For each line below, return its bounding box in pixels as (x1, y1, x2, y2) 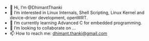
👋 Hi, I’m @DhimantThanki (9, 5, 63, 10)
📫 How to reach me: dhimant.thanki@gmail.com (9, 30, 107, 36)
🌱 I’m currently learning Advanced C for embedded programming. (9, 20, 142, 26)
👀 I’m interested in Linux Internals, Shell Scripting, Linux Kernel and (9, 10, 145, 15)
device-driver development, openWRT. (9, 15, 88, 20)
